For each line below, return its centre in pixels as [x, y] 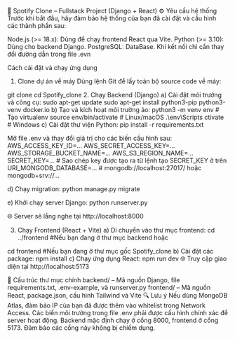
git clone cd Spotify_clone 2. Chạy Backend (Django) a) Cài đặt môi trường [115, 95]
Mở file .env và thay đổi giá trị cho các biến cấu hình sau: [90, 138]
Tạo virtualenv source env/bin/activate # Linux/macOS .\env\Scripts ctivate [116, 117]
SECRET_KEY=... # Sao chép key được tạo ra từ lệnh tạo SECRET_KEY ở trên [117, 160]
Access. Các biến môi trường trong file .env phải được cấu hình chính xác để [117, 313]
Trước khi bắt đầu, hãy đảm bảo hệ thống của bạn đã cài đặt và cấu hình [112, 18]
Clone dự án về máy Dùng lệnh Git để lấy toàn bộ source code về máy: [119, 81]
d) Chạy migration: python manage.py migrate [74, 189]
